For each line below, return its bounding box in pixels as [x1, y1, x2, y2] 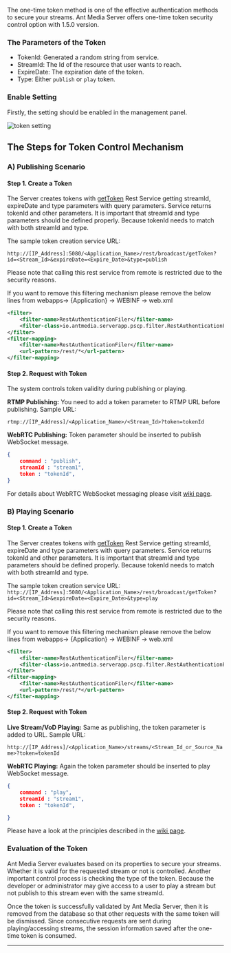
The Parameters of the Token [7, 37, 107, 47]
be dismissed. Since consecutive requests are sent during [7, 917, 172, 925]
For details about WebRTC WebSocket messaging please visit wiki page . [7, 489, 212, 498]
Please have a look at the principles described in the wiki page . [7, 826, 186, 835]
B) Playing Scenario [7, 506, 74, 516]
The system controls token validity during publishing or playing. [7, 385, 187, 393]
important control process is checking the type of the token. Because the [7, 874, 214, 882]
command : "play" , [19, 788, 72, 796]
